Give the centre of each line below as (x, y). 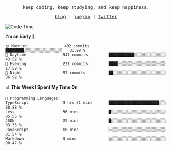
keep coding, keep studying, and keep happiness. (86, 7)
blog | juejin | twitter (86, 17)
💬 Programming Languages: (33, 98)
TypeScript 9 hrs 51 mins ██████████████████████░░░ (86, 103)
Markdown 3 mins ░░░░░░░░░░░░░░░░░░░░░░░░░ (86, 139)
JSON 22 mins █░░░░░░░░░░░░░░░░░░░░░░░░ (86, 121)
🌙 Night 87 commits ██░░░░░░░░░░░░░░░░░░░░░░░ (86, 73)
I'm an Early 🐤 (20, 36)
